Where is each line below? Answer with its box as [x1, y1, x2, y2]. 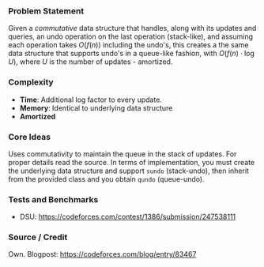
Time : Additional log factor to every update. [19, 95, 162, 104]
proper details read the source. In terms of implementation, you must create [8, 157, 255, 167]
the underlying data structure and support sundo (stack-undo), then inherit [8, 166, 249, 175]
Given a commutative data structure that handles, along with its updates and [8, 24, 257, 33]
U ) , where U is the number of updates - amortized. [8, 57, 173, 66]
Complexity [8, 77, 54, 88]
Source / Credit [8, 231, 68, 243]
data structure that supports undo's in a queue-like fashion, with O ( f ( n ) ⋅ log [8, 49, 255, 58]
